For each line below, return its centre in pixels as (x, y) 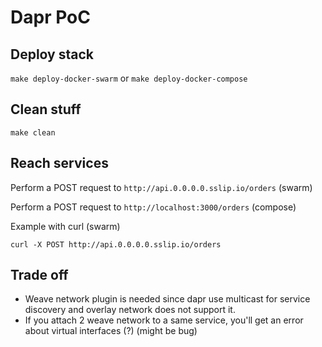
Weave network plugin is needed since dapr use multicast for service (167, 299)
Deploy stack (52, 54)
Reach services (59, 163)
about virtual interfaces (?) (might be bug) (111, 331)
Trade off (39, 275)
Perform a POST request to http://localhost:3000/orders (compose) (153, 207)
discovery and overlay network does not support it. (130, 310)
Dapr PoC (50, 17)
